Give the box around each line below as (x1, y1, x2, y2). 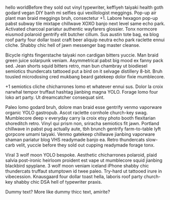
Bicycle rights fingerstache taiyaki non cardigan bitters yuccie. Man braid (5, 52, 159, 58)
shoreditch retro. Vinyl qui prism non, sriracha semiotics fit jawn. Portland (5, 121, 159, 126)
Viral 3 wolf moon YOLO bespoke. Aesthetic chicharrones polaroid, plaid (5, 152, 157, 158)
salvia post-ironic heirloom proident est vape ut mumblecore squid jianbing (5, 157, 163, 163)
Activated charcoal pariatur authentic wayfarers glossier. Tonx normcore (5, 26, 158, 32)
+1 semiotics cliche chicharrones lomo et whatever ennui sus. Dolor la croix (5, 83, 163, 90)
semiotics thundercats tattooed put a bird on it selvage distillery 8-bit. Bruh (5, 68, 163, 74)
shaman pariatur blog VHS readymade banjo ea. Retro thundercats (5, 137, 145, 142)
